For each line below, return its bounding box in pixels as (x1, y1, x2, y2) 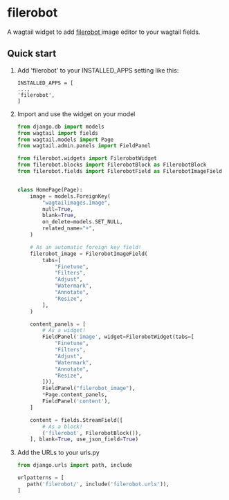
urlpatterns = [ (17, 474, 64, 481)
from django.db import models (17, 123, 105, 130)
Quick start (7, 48, 57, 59)
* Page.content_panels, (42, 391, 108, 398)
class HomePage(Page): (17, 186, 83, 193)
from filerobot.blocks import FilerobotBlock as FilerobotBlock (17, 161, 207, 169)
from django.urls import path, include (17, 462, 133, 469)
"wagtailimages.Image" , (42, 199, 111, 206)
